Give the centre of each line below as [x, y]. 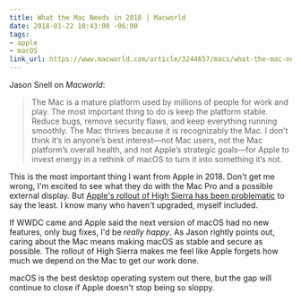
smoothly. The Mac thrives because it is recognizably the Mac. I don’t [159, 130]
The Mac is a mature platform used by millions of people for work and [159, 102]
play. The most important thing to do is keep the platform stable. [150, 112]
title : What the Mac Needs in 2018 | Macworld [98, 17]
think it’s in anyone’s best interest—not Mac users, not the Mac [147, 140]
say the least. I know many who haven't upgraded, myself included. [133, 205]
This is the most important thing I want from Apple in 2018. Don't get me [142, 177]
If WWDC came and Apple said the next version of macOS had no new [139, 222]
